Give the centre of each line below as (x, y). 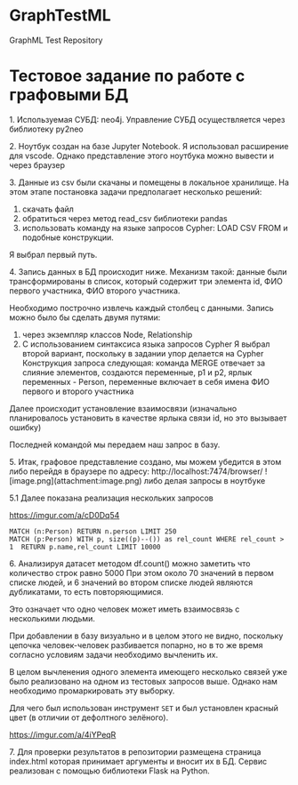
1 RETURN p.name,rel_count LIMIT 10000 (85, 547)
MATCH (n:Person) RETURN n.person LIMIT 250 (93, 531)
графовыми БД (69, 95)
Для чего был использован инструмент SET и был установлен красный (144, 708)
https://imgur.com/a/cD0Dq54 (64, 515)
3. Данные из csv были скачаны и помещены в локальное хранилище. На (149, 182)
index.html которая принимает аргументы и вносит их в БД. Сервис (138, 761)
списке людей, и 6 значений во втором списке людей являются (131, 582)
